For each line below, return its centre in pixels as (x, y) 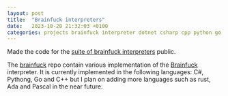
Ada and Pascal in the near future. (55, 86)
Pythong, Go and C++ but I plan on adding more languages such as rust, (109, 80)
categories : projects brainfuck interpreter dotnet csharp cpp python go (114, 32)
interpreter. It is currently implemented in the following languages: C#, (105, 72)
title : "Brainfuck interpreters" (56, 20)
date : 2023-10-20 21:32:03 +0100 (58, 26)
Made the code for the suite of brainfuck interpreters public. (91, 52)
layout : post (26, 13)
